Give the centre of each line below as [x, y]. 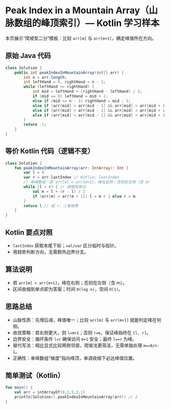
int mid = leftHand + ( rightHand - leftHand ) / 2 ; [87, 92]
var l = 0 [34, 173]
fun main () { [19, 388]
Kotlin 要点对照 [29, 232]
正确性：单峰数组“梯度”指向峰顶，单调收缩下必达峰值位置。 [75, 358]
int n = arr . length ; [45, 77]
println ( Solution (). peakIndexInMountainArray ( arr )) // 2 [76, 397]
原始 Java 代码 [28, 56]
